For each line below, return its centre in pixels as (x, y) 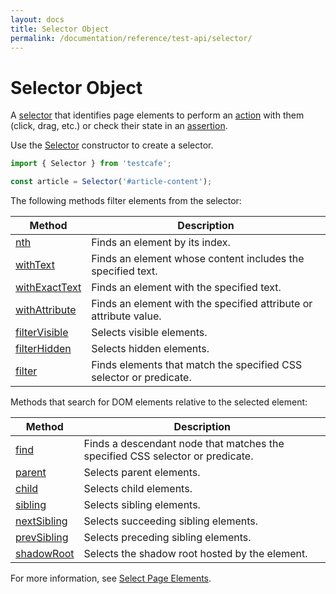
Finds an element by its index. (161, 243)
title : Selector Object (60, 29)
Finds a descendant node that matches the (184, 444)
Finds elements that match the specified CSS (197, 365)
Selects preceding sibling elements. (167, 538)
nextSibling (41, 521)
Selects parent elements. (142, 473)
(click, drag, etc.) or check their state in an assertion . (119, 126)
